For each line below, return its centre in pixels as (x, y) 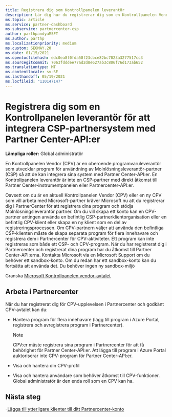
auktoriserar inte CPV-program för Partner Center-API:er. (73, 356)
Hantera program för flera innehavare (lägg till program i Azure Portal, (86, 319)
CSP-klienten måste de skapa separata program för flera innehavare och (82, 233)
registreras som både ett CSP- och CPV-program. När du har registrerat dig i (86, 244)
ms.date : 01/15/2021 (27, 53)
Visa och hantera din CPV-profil (46, 365)
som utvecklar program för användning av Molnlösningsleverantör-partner (84, 169)
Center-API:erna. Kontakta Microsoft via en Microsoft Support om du (78, 255)
